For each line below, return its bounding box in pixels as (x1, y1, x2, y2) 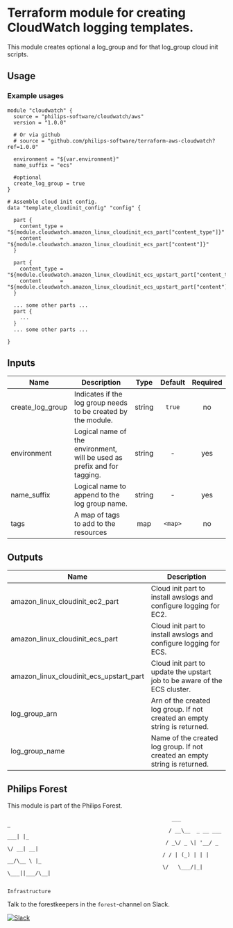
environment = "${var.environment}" (13, 155, 119, 163)
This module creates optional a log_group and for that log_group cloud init (7, 42, 218, 51)
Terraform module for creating (7, 5, 186, 21)
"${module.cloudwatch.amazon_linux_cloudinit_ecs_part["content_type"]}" (7, 228, 225, 236)
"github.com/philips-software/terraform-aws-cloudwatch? (47, 137, 216, 144)
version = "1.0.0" (13, 119, 67, 126)
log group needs (74, 398, 128, 408)
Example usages (7, 91, 64, 101)
